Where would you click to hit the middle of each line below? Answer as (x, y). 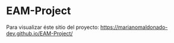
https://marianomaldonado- (134, 27)
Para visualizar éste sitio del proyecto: (53, 27)
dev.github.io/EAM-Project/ (39, 33)
